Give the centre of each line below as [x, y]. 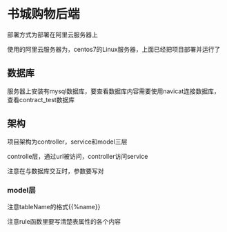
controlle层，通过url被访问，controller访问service [78, 156]
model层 [21, 191]
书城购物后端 [44, 14]
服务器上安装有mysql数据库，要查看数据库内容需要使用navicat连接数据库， [114, 91]
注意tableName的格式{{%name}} [54, 206]
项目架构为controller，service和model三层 [67, 142]
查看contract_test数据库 [41, 99]
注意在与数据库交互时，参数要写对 [56, 171]
